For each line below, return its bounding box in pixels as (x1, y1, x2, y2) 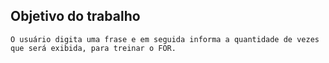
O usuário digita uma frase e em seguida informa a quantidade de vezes (10, 34, 320, 44)
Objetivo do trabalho (10, 8, 141, 25)
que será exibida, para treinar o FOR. (10, 43, 177, 53)
